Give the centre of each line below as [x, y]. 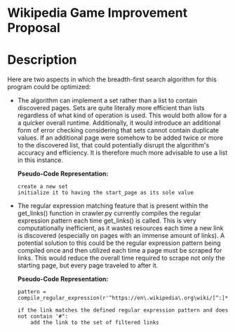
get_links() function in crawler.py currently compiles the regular [109, 213]
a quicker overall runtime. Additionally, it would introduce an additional [119, 123]
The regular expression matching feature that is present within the [113, 206]
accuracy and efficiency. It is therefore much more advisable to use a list [122, 153]
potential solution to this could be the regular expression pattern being [119, 243]
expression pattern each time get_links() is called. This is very [107, 221]
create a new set [43, 187]
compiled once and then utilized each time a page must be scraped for [120, 251]
